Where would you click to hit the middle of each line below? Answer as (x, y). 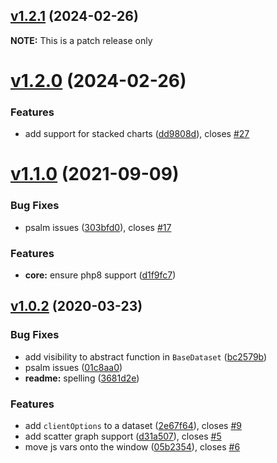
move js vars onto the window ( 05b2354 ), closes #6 (132, 447)
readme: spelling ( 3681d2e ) (82, 378)
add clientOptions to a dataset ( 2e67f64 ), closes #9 (133, 426)
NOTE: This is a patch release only (81, 40)
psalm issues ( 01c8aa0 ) (73, 367)
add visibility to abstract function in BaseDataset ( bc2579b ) (146, 356)
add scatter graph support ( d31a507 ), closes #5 (123, 436)
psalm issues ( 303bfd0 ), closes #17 (98, 227)
